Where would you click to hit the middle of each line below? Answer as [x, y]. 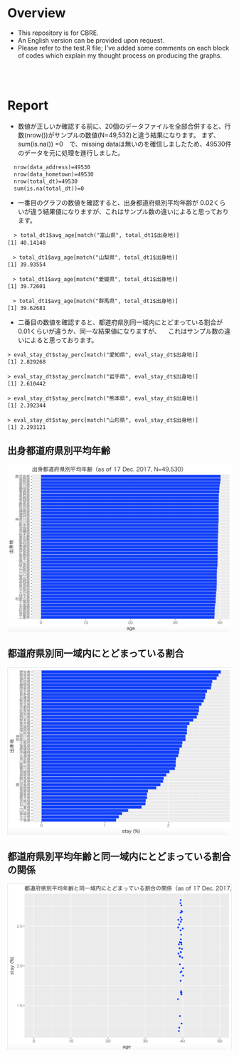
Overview [37, 13]
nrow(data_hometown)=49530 [54, 174]
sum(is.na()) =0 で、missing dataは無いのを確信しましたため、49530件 [124, 144]
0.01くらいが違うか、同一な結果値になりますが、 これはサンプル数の [121, 331]
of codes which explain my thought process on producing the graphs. [120, 55]
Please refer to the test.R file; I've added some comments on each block [123, 48]
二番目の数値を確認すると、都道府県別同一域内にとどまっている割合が [120, 322]
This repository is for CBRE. [58, 33]
